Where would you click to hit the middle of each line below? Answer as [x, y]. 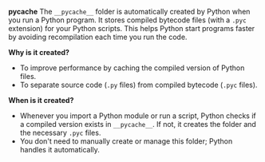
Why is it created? [39, 52]
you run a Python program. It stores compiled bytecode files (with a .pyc [127, 20]
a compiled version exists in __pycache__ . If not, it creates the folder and [138, 124]
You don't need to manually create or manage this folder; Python [126, 141]
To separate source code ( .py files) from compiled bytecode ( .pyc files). [138, 85]
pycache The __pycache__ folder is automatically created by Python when [129, 12]
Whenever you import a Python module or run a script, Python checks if [138, 116]
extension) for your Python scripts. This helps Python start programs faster [132, 28]
